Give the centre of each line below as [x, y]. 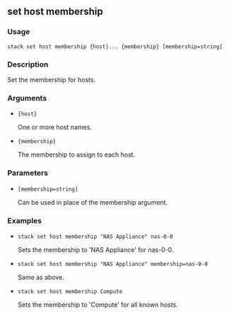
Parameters [28, 173]
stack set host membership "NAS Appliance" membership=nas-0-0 [113, 264]
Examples [25, 220]
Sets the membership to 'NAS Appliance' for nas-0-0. [95, 249]
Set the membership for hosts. [52, 79]
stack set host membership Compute [70, 291]
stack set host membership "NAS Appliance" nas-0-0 [95, 237]
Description [28, 64]
